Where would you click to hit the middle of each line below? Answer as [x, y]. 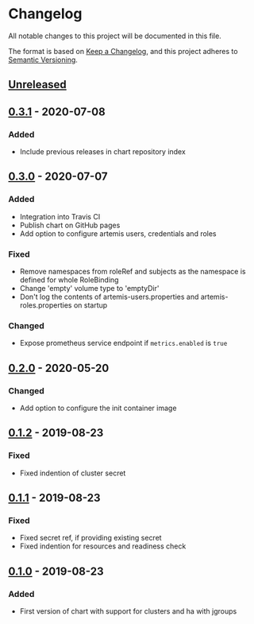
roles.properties [46, 305]
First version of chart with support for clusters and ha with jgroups [128, 611]
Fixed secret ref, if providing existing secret [90, 538]
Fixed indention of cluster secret [73, 473]
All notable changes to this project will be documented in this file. [115, 36]
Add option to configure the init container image [98, 408]
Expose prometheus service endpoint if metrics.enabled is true [123, 343]
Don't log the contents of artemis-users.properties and [109, 296]
